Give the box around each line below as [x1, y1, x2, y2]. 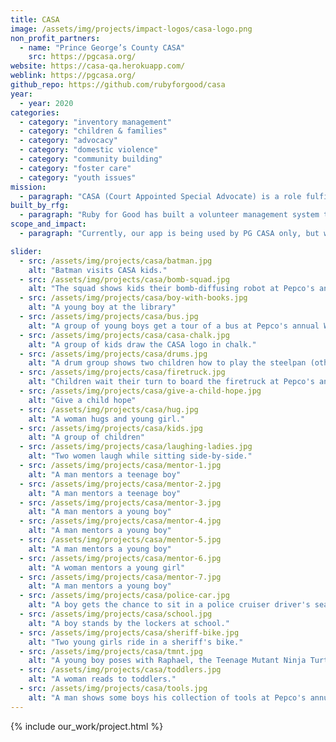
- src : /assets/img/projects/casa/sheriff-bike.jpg [19, 627, 240, 638]
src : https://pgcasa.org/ [28, 52, 137, 62]
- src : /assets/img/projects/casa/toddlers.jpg [19, 665, 222, 675]
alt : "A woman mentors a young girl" [28, 562, 186, 573]
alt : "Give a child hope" [28, 395, 137, 405]
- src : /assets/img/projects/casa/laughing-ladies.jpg [19, 442, 253, 452]
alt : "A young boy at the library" [28, 302, 177, 313]
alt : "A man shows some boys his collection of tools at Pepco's [28, 692, 307, 703]
